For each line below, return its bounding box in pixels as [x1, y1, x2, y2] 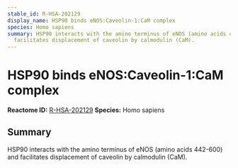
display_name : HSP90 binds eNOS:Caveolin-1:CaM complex [7, 17, 176, 24]
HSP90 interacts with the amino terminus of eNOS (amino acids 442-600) [7, 145, 223, 153]
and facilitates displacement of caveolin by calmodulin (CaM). [7, 152, 188, 161]
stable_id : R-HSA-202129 [7, 10, 81, 18]
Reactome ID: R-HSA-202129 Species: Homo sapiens [7, 106, 165, 114]
